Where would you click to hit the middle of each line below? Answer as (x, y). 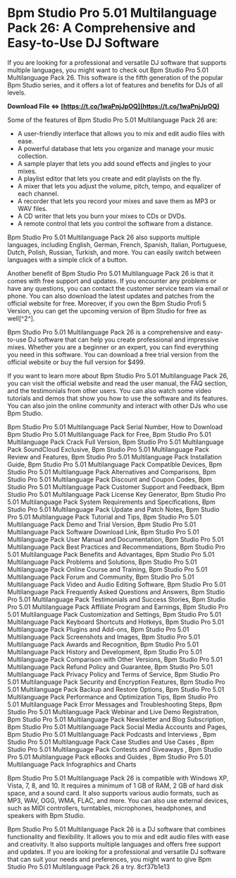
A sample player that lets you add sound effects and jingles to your (114, 163)
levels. (17, 92)
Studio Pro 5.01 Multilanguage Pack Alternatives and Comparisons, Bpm (112, 471)
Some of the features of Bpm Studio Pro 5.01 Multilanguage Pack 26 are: (112, 120)
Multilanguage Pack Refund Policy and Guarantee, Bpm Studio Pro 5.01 (110, 667)
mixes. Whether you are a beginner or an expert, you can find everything (113, 347)
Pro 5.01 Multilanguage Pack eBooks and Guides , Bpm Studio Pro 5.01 (109, 757)
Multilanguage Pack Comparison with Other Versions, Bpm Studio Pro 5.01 (115, 659)
